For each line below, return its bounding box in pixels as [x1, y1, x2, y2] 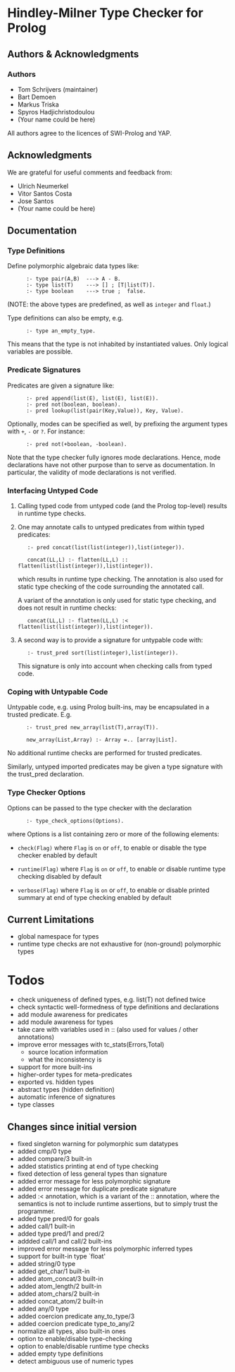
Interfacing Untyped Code [7, 486, 99, 495]
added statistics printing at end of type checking [17, 1162, 159, 1171]
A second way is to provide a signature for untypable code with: [17, 635, 203, 644]
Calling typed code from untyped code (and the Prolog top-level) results [17, 501, 227, 510]
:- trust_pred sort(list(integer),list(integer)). [27, 649, 179, 656]
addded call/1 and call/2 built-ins [17, 1237, 113, 1246]
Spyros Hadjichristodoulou [17, 107, 95, 116]
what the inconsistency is [27, 1055, 102, 1064]
